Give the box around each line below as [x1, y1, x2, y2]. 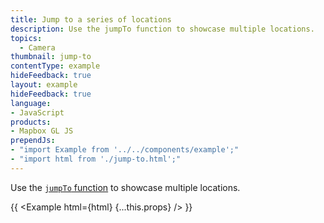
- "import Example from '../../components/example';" [10, 145, 240, 155]
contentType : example [10, 61, 101, 71]
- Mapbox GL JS [10, 126, 74, 136]
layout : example [10, 80, 78, 90]
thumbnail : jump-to [10, 52, 92, 62]
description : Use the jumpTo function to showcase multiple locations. [10, 24, 315, 34]
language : [10, 98, 52, 108]
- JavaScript [10, 107, 65, 118]
